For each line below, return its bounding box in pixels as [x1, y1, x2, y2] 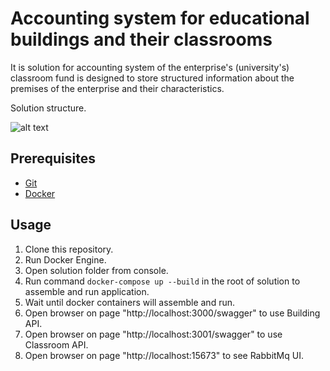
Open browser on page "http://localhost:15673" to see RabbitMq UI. [24, 349, 304, 361]
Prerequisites [10, 150, 96, 167]
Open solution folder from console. [24, 264, 169, 276]
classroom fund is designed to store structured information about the [10, 72, 295, 84]
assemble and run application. [24, 285, 150, 297]
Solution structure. [10, 102, 87, 114]
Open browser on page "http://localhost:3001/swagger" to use [24, 328, 283, 340]
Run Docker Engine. [24, 253, 107, 266]
